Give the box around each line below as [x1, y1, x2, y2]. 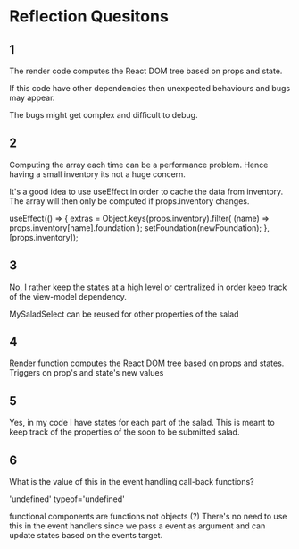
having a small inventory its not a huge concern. [9, 168, 186, 180]
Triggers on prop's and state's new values [9, 367, 164, 378]
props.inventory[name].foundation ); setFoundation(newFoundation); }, [9, 222, 270, 233]
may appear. [9, 92, 55, 103]
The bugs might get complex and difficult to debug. [9, 110, 198, 120]
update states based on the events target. [9, 530, 163, 541]
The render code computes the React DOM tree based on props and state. [9, 65, 283, 76]
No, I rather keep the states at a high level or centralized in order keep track [9, 282, 287, 292]
